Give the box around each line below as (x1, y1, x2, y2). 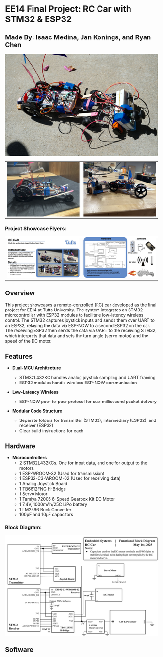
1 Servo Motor (19, 491, 48, 497)
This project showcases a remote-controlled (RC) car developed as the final (5, 302, 157, 308)
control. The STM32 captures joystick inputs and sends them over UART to (5, 317, 155, 323)
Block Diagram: (5, 524, 42, 530)
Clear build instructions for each (19, 428, 84, 434)
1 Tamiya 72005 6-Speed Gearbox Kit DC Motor (19, 496, 115, 502)
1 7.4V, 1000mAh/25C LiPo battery (19, 501, 87, 507)
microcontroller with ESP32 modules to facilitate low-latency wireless (5, 312, 144, 318)
